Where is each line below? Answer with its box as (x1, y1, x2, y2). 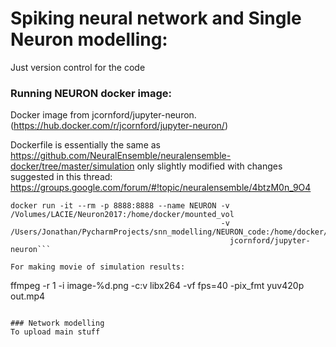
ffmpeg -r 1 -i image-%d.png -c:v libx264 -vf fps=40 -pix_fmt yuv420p (10, 280, 305, 292)
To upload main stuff (10, 327, 101, 337)
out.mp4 (10, 290, 46, 302)
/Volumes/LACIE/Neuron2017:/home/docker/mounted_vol (10, 210, 235, 220)
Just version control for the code (10, 61, 146, 73)
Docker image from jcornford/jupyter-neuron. (10, 109, 197, 121)
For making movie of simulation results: (10, 262, 186, 272)
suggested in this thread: (10, 171, 113, 183)
